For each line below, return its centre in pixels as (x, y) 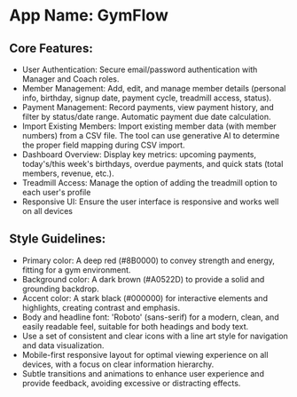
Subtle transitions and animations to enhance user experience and (143, 373)
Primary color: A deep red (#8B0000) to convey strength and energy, (148, 260)
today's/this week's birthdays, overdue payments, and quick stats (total (152, 164)
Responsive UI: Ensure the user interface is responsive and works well (150, 202)
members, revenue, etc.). (68, 173)
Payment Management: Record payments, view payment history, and (148, 107)
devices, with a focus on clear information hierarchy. (118, 364)
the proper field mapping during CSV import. (103, 145)
